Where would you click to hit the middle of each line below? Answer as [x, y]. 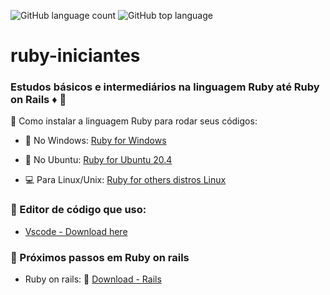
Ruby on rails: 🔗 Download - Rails [93, 279]
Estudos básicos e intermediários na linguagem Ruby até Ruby [165, 87]
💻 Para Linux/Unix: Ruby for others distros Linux [125, 180]
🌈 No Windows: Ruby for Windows [95, 141]
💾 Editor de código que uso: [78, 210]
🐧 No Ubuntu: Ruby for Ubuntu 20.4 [98, 160]
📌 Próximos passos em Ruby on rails [100, 257]
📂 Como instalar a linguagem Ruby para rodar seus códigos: [134, 121]
